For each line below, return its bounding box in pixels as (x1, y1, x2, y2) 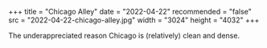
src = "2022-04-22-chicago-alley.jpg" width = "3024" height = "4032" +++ (8, 15, 260, 25)
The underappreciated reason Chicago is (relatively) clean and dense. (8, 31, 240, 40)
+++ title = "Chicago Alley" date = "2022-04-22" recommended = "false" (8, 7, 252, 16)
